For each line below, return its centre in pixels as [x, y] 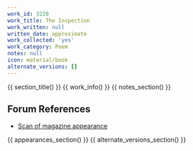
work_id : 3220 [28, 14]
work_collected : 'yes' [41, 40]
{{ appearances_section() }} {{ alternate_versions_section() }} [97, 140]
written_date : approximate [47, 34]
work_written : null [36, 27]
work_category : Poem [38, 47]
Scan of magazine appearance [62, 126]
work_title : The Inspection [49, 21]
